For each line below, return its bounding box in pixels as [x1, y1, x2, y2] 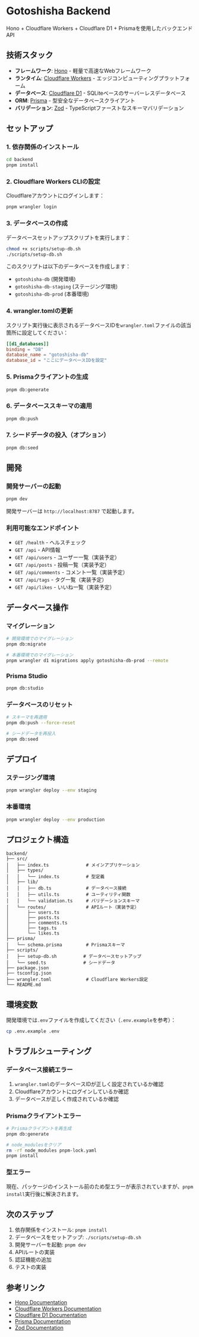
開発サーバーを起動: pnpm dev [14, 1241, 86, 1248]
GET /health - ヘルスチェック [14, 538, 86, 546]
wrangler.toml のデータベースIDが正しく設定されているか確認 [14, 1080, 164, 1087]
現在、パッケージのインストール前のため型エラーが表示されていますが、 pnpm [6, 1183, 194, 1190]
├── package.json [6, 965, 49, 971]
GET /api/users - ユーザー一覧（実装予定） [14, 553, 121, 561]
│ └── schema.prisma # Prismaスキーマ [6, 942, 125, 948]
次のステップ [6, 1209, 53, 1220]
